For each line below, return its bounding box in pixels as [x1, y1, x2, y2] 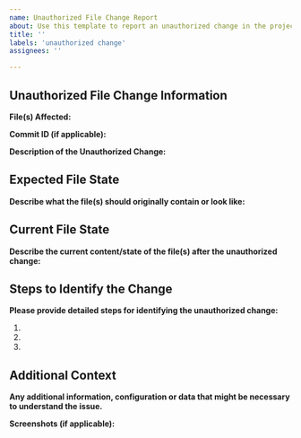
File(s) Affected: [9, 111, 72, 122]
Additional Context [9, 367, 116, 382]
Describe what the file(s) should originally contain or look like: [9, 196, 245, 206]
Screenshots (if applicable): [9, 418, 116, 429]
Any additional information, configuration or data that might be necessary [9, 391, 290, 402]
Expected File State [9, 172, 120, 188]
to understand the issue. [9, 401, 103, 412]
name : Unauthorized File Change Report [9, 13, 159, 22]
